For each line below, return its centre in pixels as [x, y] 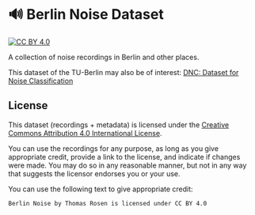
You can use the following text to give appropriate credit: [101, 189]
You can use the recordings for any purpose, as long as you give [114, 148]
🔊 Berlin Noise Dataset [86, 15]
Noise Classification [41, 81]
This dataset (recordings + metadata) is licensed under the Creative [119, 124]
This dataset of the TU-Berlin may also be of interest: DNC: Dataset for [124, 72]
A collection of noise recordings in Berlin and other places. [104, 57]
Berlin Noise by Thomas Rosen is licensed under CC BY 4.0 [108, 203]
